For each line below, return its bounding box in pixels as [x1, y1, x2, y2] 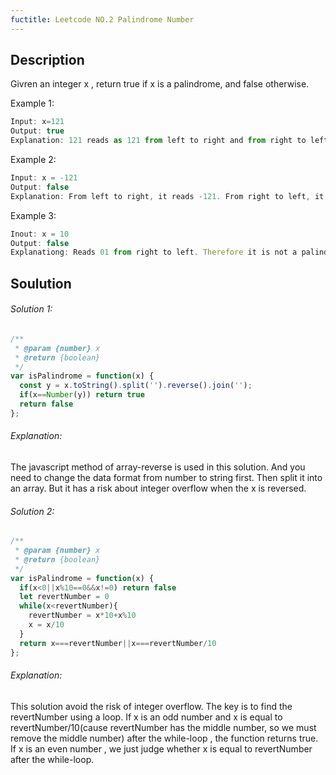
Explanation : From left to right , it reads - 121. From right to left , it [10, 191, 325, 201]
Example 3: [10, 209, 57, 221]
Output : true [10, 126, 65, 136]
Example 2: [10, 154, 57, 166]
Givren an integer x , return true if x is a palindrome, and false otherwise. [10, 78, 310, 90]
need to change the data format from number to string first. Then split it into [10, 471, 323, 483]
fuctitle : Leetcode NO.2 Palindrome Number [10, 14, 195, 25]
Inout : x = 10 [10, 229, 70, 239]
